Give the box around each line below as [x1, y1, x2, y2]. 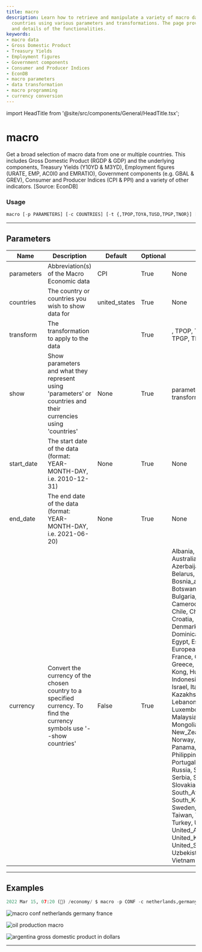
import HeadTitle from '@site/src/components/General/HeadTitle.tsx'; [6, 109, 180, 116]
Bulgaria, [171, 592, 197, 600]
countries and [47, 396, 87, 405]
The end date [47, 492, 85, 500]
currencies [47, 411, 78, 420]
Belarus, [171, 570, 195, 578]
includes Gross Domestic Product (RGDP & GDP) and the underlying [6, 157, 174, 164]
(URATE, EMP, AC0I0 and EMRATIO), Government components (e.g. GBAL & [6, 170, 194, 177]
